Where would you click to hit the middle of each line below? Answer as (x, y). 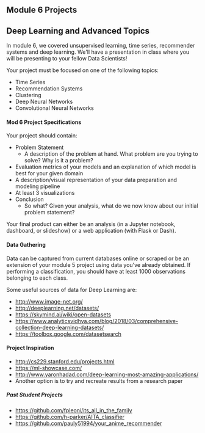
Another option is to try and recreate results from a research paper (99, 380)
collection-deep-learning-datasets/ (59, 327)
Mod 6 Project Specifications (44, 122)
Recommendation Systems (49, 89)
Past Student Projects (34, 395)
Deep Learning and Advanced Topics (78, 31)
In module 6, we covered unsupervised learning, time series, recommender (101, 46)
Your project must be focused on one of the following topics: (82, 70)
